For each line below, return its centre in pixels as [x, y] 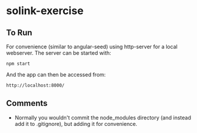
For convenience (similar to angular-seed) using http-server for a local [92, 46]
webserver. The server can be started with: [59, 53]
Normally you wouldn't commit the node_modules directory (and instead [103, 117]
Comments [27, 103]
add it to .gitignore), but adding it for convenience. [76, 124]
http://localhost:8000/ [35, 85]
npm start [18, 64]
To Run [19, 33]
